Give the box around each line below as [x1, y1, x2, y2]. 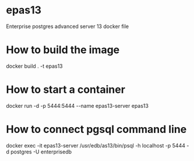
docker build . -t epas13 [6, 62, 63, 69]
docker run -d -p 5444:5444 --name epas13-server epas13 [6, 102, 149, 109]
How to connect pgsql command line [6, 123, 187, 136]
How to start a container [6, 83, 125, 96]
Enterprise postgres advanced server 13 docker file [6, 23, 129, 30]
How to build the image [6, 43, 120, 57]
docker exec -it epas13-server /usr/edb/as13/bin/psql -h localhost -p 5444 [6, 142, 185, 149]
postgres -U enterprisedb [10, 148, 72, 155]
